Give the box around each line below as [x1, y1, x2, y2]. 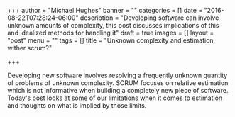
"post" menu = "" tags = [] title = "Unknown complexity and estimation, [7, 36, 216, 45]
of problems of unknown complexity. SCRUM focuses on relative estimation [7, 79, 229, 87]
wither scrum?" [7, 44, 52, 52]
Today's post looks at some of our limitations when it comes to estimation [7, 94, 223, 102]
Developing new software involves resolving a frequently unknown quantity [7, 71, 228, 79]
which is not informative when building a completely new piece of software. [7, 87, 229, 94]
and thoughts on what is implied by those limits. [7, 101, 147, 109]
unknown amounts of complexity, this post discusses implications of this [7, 21, 219, 29]
